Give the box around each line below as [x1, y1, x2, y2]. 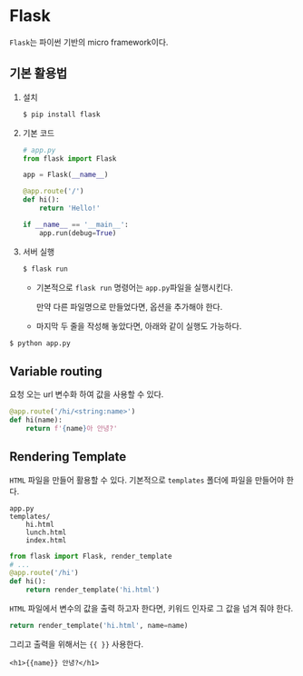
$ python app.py [9, 338, 71, 348]
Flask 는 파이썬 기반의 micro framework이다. [9, 36, 169, 47]
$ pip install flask [22, 110, 101, 119]
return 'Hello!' [39, 204, 101, 213]
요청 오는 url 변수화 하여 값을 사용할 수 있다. [9, 389, 164, 400]
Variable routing [9, 363, 103, 379]
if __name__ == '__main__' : [22, 220, 130, 229]
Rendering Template [9, 449, 127, 464]
